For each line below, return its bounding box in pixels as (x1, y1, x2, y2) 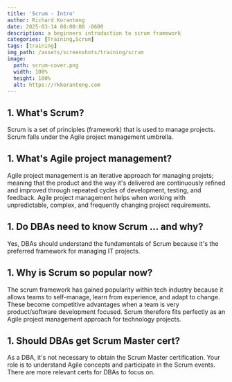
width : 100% (13, 68, 48, 75)
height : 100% (13, 74, 51, 82)
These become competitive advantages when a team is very (7, 300, 180, 308)
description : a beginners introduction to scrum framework (7, 29, 181, 37)
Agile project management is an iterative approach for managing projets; (7, 171, 214, 179)
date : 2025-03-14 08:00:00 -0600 (7, 23, 104, 30)
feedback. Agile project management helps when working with (7, 193, 186, 201)
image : (7, 56, 26, 63)
